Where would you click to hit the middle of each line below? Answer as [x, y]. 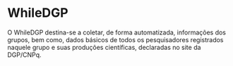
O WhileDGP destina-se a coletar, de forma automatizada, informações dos [117, 32]
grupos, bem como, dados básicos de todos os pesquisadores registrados [115, 39]
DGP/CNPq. [24, 55]
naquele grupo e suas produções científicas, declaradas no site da [104, 47]
